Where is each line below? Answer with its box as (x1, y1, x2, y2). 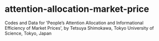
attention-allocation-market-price (4, 3, 149, 15)
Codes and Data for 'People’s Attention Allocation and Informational (4, 20, 143, 26)
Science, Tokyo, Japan (4, 30, 52, 36)
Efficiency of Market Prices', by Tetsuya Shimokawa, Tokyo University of (4, 25, 154, 31)
